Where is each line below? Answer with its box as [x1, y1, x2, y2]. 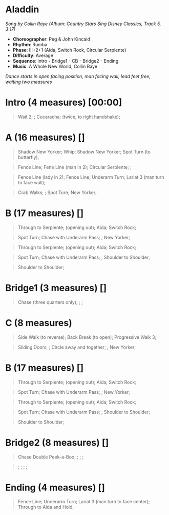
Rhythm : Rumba [12, 41, 48, 47]
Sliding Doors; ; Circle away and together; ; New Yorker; [17, 344, 136, 350]
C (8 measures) [5, 317, 73, 329]
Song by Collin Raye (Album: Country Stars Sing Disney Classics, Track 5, [5, 21, 161, 27]
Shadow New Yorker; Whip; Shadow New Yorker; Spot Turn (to [17, 148, 151, 155]
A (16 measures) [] [5, 132, 86, 143]
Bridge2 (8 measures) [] [5, 436, 109, 448]
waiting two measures [5, 79, 52, 85]
